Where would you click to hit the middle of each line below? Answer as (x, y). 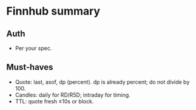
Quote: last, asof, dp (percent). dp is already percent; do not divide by (102, 82)
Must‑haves (30, 67)
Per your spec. (33, 48)
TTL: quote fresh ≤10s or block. (54, 101)
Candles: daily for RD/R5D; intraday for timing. (73, 95)
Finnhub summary (53, 11)
